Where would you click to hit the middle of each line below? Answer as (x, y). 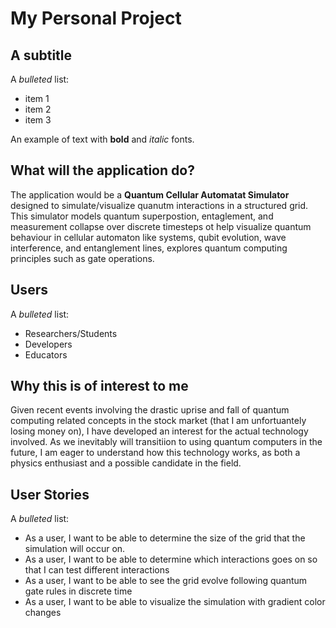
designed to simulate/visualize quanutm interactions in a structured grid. (159, 205)
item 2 (38, 109)
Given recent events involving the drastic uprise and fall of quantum (150, 410)
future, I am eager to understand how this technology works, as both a (155, 453)
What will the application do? (102, 170)
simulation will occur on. (75, 549)
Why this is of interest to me (99, 386)
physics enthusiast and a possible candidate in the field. (126, 463)
